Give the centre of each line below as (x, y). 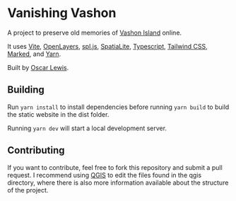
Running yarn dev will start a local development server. (87, 128)
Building (26, 90)
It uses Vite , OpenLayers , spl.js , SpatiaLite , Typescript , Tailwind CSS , (108, 46)
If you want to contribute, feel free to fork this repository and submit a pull (115, 167)
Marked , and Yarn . (34, 54)
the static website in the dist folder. (58, 114)
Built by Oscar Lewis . (38, 67)
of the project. (28, 190)
